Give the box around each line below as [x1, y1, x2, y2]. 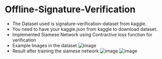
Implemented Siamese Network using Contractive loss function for [12, 31, 153, 37]
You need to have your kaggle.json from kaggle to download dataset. [12, 26, 158, 32]
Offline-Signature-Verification [5, 4, 136, 15]
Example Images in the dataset [12, 42, 77, 48]
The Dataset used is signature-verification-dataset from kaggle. [12, 21, 147, 27]
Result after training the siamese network [12, 48, 99, 54]
